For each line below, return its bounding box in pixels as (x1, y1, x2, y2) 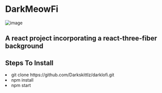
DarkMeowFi (5, 3, 58, 15)
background (5, 42, 43, 50)
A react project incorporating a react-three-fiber (5, 34, 157, 43)
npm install (11, 77, 34, 83)
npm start (11, 83, 31, 89)
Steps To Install (5, 58, 54, 67)
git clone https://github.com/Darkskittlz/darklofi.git (11, 72, 115, 78)
